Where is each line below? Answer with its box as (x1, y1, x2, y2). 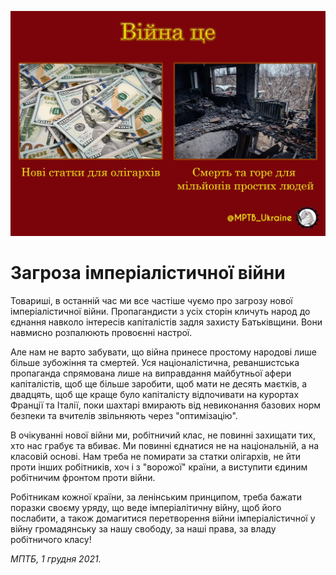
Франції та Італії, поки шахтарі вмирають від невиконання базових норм (10, 399, 322, 411)
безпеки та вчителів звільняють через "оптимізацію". (10, 409, 238, 421)
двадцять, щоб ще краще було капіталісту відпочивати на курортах (10, 388, 300, 400)
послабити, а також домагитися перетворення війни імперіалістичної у (10, 512, 316, 524)
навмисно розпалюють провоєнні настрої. (10, 326, 193, 338)
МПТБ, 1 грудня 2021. (10, 552, 102, 565)
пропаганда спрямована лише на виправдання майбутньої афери (10, 367, 292, 379)
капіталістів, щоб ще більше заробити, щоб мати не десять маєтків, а (10, 377, 308, 390)
